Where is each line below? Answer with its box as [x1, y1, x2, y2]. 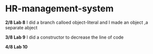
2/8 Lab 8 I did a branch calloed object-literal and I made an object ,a [5, 19, 148, 25]
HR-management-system [5, 3, 114, 14]
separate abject [5, 24, 38, 30]
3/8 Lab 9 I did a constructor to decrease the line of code [5, 34, 124, 40]
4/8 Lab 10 [5, 44, 28, 50]
